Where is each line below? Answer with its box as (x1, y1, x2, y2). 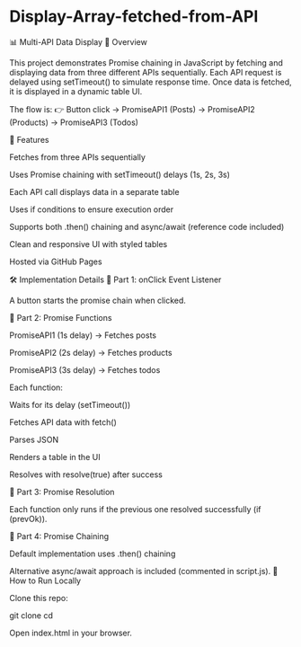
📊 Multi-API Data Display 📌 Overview (9, 36, 148, 47)
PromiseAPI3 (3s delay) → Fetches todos (9, 364, 161, 375)
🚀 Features (9, 134, 49, 145)
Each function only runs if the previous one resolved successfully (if (9, 503, 261, 514)
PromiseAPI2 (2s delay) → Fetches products (9, 347, 173, 358)
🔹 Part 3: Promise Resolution (9, 486, 115, 497)
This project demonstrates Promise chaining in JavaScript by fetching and (9, 57, 283, 68)
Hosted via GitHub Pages (9, 256, 102, 267)
